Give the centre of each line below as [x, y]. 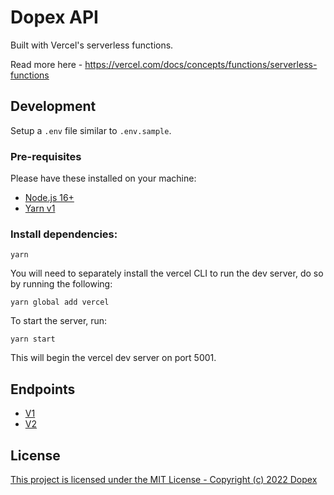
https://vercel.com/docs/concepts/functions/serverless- [201, 64]
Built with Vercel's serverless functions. [92, 45]
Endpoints [43, 389]
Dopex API [54, 17]
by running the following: [61, 284]
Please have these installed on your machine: [103, 178]
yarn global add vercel [60, 302]
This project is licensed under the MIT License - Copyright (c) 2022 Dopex [164, 479]
